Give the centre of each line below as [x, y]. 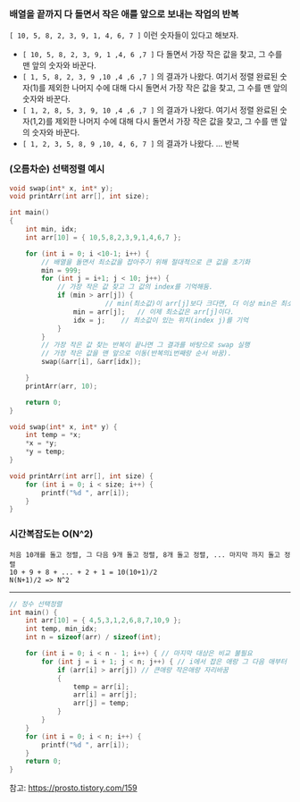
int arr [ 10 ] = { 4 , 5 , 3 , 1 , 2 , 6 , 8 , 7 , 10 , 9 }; [104, 620]
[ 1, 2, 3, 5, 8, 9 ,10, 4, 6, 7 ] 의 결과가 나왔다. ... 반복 [130, 144]
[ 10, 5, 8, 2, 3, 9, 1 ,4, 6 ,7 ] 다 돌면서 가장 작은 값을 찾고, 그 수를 [152, 55]
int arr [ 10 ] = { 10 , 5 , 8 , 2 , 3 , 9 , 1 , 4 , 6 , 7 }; [104, 237]
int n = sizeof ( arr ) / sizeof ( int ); [94, 637]
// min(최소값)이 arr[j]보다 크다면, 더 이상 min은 [191, 304]
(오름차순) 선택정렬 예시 [57, 169]
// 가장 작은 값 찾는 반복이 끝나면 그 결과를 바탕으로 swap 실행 [146, 345]
